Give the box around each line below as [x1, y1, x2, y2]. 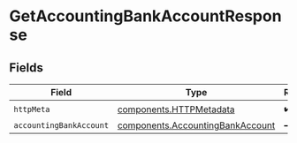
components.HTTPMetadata [117, 103, 235, 116]
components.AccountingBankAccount [117, 119, 276, 132]
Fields [9, 60, 44, 75]
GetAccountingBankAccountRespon [9, 6, 282, 26]
